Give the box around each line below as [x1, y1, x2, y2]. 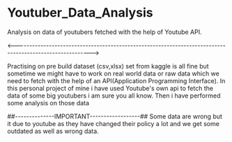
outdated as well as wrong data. [7, 127, 99, 135]
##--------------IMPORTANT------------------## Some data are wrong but [7, 112, 223, 121]
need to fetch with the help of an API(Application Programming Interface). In [7, 76, 226, 85]
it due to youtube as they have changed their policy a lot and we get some [7, 119, 219, 127]
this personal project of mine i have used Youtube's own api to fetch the [7, 84, 214, 92]
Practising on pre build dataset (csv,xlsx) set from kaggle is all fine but [7, 62, 209, 70]
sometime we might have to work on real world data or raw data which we [7, 69, 219, 78]
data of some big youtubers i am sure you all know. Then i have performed [7, 91, 221, 100]
